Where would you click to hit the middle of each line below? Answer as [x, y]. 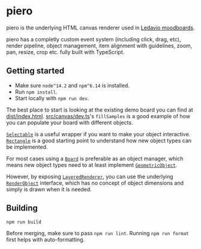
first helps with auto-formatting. [46, 239]
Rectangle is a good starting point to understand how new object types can [99, 140]
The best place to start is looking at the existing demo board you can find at [100, 110]
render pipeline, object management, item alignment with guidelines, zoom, [99, 46]
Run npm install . [36, 92]
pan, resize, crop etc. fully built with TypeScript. [65, 52]
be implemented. [27, 147]
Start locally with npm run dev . [52, 98]
